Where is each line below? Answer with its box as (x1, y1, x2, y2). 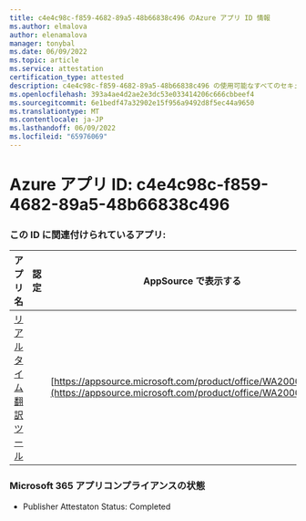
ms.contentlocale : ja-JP (9, 115, 104, 124)
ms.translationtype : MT (9, 107, 100, 116)
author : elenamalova (9, 30, 88, 39)
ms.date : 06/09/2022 (9, 47, 88, 57)
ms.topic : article (9, 56, 79, 65)
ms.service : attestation (9, 65, 104, 74)
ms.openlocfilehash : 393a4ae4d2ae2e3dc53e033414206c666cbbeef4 (9, 89, 255, 99)
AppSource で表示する (143, 275, 241, 287)
